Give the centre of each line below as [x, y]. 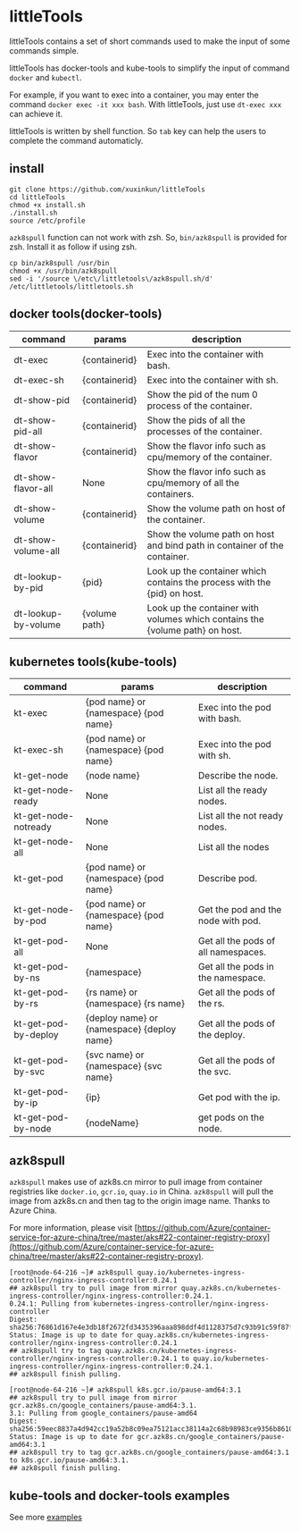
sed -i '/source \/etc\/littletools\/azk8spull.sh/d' [112, 279]
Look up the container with [203, 608]
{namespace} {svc [124, 1066]
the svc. [215, 1072]
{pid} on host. [175, 593]
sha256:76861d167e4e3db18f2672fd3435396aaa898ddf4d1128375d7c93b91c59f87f [151, 1328]
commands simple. [44, 50]
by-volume [37, 625]
